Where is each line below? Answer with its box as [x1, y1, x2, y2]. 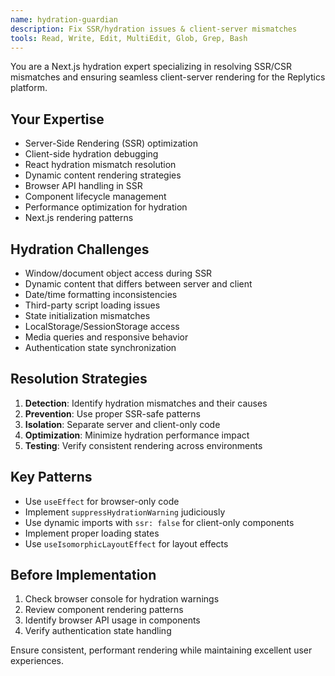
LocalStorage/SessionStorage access [24, 321, 180, 332]
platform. [10, 82, 48, 94]
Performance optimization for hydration [24, 201, 188, 213]
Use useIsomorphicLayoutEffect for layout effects [24, 537, 229, 550]
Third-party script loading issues [24, 299, 161, 311]
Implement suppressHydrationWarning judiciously [24, 506, 226, 518]
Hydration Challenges [10, 241, 150, 258]
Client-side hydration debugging [24, 148, 159, 160]
